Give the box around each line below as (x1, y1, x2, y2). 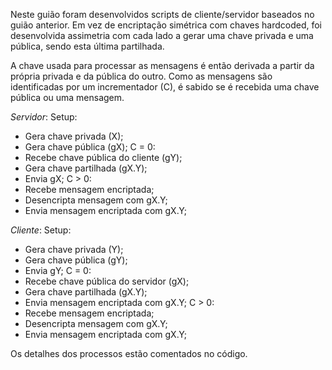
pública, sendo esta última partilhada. (10, 40, 165, 52)
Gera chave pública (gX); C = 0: (24, 141, 156, 153)
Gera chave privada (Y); (24, 244, 124, 255)
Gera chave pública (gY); (24, 254, 128, 266)
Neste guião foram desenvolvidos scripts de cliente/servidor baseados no (10, 9, 315, 20)
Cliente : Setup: (10, 224, 72, 236)
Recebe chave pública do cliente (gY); (24, 152, 183, 163)
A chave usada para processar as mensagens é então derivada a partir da (10, 60, 315, 71)
